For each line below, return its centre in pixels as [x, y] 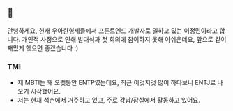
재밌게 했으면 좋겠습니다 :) [43, 48]
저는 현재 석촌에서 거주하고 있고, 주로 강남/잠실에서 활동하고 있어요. [108, 100]
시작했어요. [45, 91]
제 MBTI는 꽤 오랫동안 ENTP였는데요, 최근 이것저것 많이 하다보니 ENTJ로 [116, 83]
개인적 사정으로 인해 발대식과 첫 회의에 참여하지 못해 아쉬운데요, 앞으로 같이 [124, 39]
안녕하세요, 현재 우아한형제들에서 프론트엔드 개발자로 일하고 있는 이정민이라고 [113, 30]
